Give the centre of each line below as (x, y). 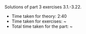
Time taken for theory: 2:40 (39, 16)
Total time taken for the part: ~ (42, 26)
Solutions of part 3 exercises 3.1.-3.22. (43, 7)
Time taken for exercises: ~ (39, 21)
